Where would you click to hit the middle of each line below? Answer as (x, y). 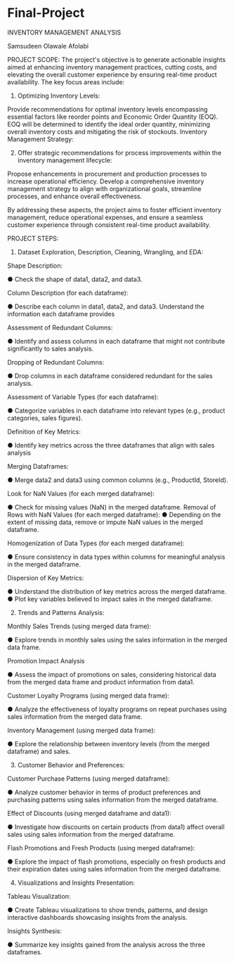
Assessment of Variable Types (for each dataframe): (83, 397)
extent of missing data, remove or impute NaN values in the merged (105, 522)
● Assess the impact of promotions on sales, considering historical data (112, 674)
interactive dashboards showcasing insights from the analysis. (98, 917)
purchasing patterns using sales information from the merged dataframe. (113, 800)
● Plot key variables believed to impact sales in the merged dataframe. (110, 599)
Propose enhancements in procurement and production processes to (107, 174)
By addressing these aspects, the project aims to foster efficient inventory (114, 209)
